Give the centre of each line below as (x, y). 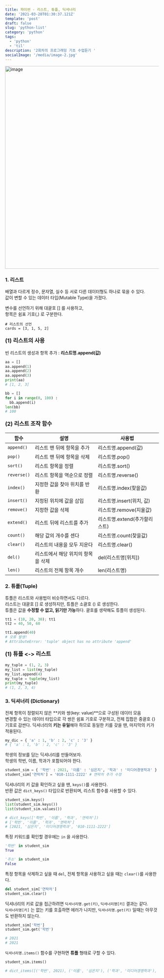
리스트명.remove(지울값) (125, 510)
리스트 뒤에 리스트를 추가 (62, 523)
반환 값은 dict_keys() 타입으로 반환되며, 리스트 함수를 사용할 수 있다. (71, 791)
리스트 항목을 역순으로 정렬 (64, 475)
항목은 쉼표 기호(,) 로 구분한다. (34, 314)
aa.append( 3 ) (18, 376)
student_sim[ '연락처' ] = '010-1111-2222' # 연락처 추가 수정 (63, 775)
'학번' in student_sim (27, 846)
